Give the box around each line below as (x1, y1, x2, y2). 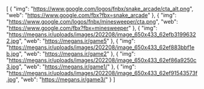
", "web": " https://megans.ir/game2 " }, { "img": (19, 50, 136, 57)
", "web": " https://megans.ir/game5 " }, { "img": (19, 38, 135, 44)
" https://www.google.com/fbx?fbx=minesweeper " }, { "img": (6, 24, 158, 31)
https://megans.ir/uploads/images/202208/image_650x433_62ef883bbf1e (8, 44, 195, 51)
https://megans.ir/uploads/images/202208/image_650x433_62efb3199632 (8, 31, 196, 38)
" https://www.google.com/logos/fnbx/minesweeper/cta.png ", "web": (6, 18, 178, 25)
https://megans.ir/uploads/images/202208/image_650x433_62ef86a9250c (8, 57, 197, 64)
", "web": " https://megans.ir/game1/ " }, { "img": (18, 63, 137, 70)
